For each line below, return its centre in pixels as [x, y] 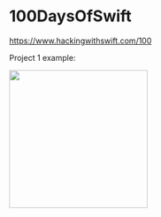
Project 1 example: [42, 57]
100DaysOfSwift [71, 16]
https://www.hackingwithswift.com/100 [80, 41]
